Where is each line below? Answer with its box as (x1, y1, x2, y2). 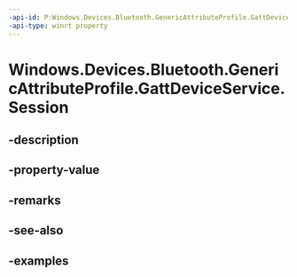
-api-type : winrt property (8, 21, 108, 30)
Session (8, 97, 69, 117)
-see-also (8, 223, 64, 238)
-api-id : (8, 12, 41, 22)
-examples (8, 253, 69, 268)
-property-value (8, 162, 100, 178)
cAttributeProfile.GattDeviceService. (8, 78, 285, 99)
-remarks (8, 193, 61, 208)
